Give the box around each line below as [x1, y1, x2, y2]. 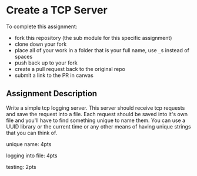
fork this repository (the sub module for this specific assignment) [14, 34, 172, 41]
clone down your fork [14, 40, 67, 48]
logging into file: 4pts [6, 152, 58, 159]
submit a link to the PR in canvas [14, 72, 94, 79]
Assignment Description [6, 89, 98, 99]
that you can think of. [6, 129, 58, 136]
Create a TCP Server [6, 4, 108, 17]
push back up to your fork [14, 59, 78, 66]
